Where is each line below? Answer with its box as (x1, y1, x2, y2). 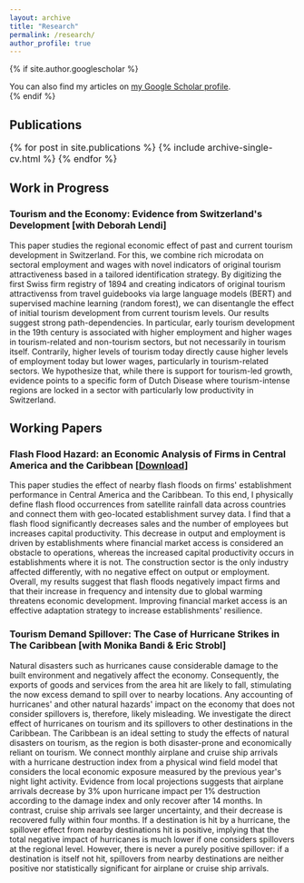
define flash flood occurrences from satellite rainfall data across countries (9, 499, 287, 510)
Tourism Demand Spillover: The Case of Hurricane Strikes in (9, 628, 280, 640)
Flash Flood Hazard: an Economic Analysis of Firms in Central (9, 448, 286, 461)
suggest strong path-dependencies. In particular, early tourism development (9, 317, 295, 328)
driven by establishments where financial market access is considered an (9, 538, 284, 549)
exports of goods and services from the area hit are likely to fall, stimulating (9, 679, 292, 690)
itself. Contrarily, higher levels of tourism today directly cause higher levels (9, 346, 289, 357)
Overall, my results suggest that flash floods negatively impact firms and (9, 576, 280, 587)
